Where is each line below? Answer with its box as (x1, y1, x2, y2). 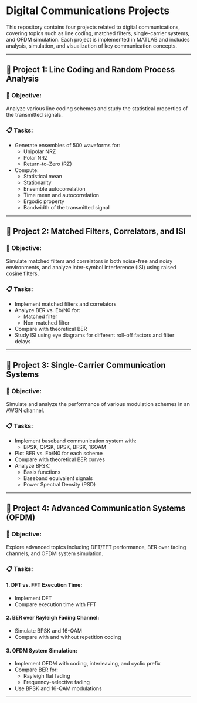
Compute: (14, 166, 39, 174)
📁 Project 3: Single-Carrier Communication (6, 360, 166, 370)
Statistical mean (23, 173, 63, 180)
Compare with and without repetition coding (14, 633, 121, 640)
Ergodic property (23, 198, 64, 205)
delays (14, 337, 31, 344)
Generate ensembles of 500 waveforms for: (14, 141, 121, 148)
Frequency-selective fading (23, 679, 90, 686)
